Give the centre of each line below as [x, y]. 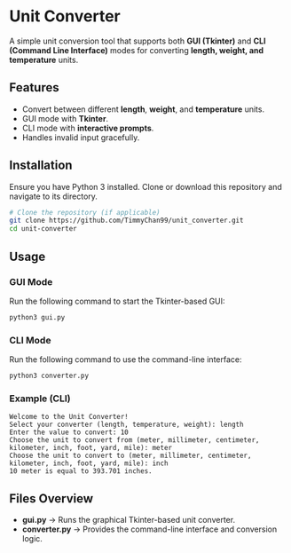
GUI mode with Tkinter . [65, 118]
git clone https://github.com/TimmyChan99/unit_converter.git [126, 221]
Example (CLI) [40, 399]
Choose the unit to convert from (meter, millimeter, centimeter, [134, 440]
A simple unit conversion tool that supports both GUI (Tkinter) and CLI [138, 41]
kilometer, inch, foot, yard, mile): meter [91, 448]
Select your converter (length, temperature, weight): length [126, 425]
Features [34, 87]
